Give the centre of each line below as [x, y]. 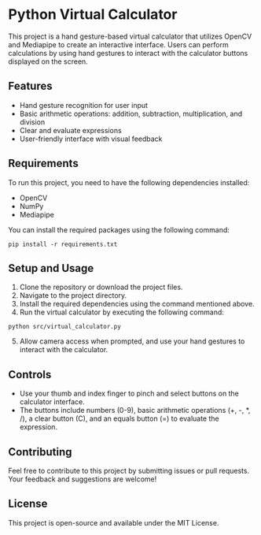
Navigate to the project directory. [73, 295]
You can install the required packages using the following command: [119, 229]
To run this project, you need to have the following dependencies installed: [129, 182]
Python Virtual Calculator [93, 15]
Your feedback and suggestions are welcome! [83, 479]
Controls [30, 375]
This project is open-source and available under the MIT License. [114, 522]
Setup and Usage [51, 268]
